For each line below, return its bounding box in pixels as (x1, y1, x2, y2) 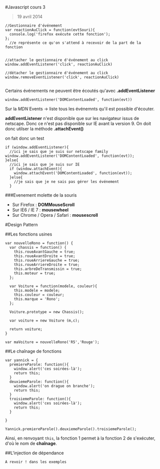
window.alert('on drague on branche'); (14, 383, 95, 388)
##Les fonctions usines (5, 231, 52, 237)
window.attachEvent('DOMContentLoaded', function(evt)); (14, 171, 133, 176)
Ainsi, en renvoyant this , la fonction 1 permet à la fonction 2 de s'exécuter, (5, 435, 156, 441)
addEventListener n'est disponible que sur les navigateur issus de (5, 116, 139, 121)
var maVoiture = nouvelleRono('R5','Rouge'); (5, 340, 99, 345)
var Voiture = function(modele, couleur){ (9, 284, 97, 289)
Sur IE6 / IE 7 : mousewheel (12, 207, 69, 213)
